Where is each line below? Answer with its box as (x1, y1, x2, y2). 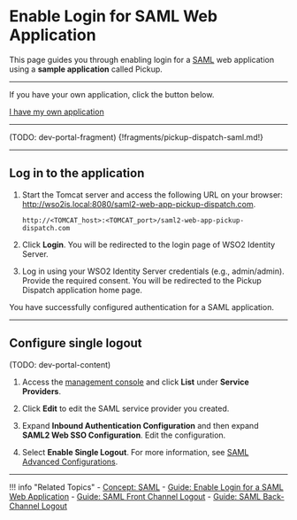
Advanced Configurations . (21, 456, 118, 467)
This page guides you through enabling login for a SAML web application (9, 54, 275, 65)
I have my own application (9, 106, 104, 117)
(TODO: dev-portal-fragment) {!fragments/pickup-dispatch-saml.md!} (9, 131, 263, 143)
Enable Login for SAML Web (9, 6, 218, 27)
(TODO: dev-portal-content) (9, 359, 111, 369)
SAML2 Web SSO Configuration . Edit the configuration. (21, 430, 226, 440)
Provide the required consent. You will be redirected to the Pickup (21, 275, 263, 285)
